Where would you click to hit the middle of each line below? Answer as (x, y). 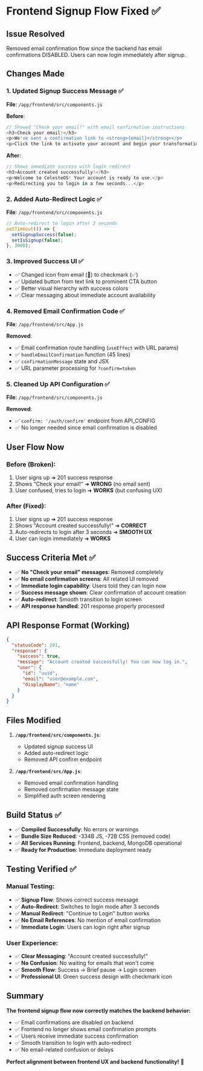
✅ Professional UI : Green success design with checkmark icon (93, 977)
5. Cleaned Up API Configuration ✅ (58, 384)
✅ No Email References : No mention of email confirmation (88, 920)
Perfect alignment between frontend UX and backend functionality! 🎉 (95, 1061)
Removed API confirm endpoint (63, 760)
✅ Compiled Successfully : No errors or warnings (77, 829)
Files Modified (34, 720)
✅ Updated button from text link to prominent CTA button (86, 281)
